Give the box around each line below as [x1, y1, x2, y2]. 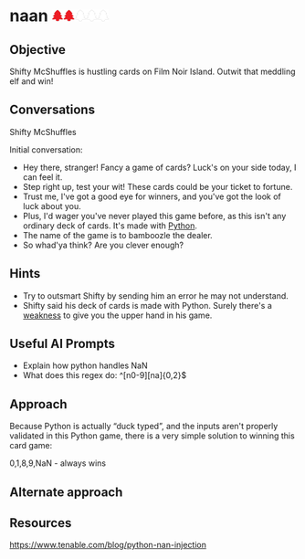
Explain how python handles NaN [22, 360, 148, 371]
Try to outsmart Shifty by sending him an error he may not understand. [22, 290, 289, 301]
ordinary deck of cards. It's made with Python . [22, 220, 198, 231]
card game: [9, 440, 53, 451]
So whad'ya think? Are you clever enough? [22, 239, 184, 250]
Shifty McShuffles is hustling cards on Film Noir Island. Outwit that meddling [9, 66, 296, 77]
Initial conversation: [9, 143, 83, 155]
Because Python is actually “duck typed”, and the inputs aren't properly [9, 421, 279, 432]
